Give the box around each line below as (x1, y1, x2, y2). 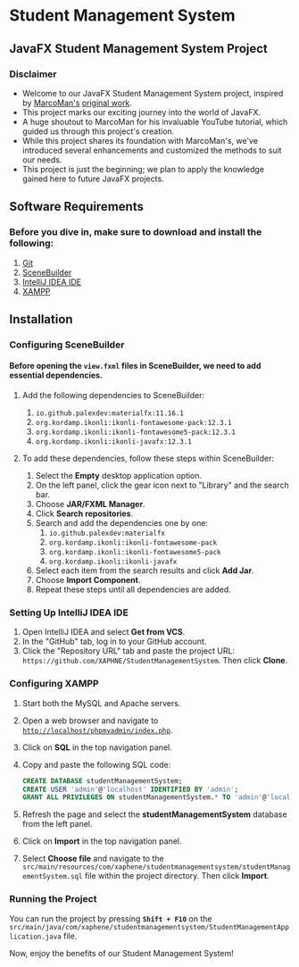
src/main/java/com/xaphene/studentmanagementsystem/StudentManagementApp (9, 922, 290, 931)
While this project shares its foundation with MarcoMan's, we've (21, 135, 259, 146)
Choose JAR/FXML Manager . (35, 499, 145, 510)
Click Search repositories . (35, 508, 134, 519)
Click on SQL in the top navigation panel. (21, 742, 172, 753)
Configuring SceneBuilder (9, 338, 125, 351)
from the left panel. (21, 819, 93, 829)
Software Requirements (9, 199, 145, 214)
